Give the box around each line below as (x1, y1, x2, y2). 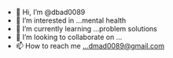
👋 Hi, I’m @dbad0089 (15, 8, 86, 16)
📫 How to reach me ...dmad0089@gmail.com (15, 42, 165, 50)
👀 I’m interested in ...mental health (15, 16, 127, 25)
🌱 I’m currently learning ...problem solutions (15, 24, 157, 33)
